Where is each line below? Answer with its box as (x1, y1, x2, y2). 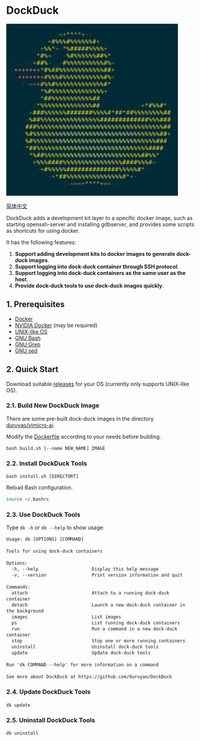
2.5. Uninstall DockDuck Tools (6, 716, 96, 724)
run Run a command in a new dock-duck (11, 626, 178, 632)
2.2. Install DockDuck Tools (6, 459, 88, 467)
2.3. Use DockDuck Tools (6, 510, 81, 519)
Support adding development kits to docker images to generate (14, 250, 176, 257)
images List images (11, 614, 121, 620)
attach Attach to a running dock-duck (11, 590, 170, 596)
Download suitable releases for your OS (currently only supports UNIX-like (6, 380, 189, 388)
